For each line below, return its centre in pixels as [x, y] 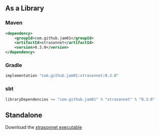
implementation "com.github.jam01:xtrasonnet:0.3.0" [62, 76]
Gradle [14, 65]
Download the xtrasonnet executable [44, 127]
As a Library [25, 8]
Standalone [24, 115]
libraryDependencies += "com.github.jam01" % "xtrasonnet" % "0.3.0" [80, 99]
